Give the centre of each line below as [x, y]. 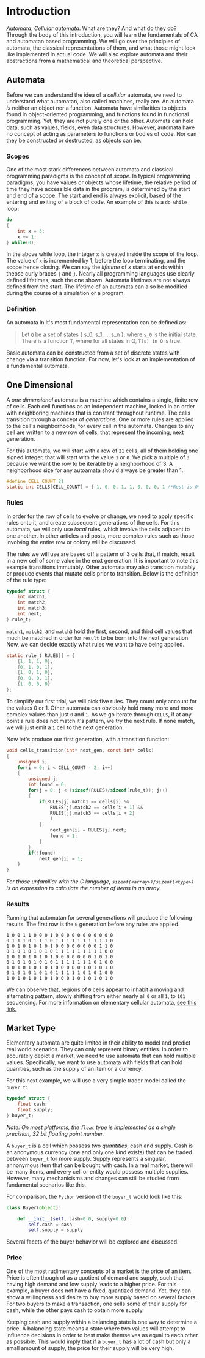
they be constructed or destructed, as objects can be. [74, 140]
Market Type [31, 1028]
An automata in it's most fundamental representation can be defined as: [97, 322]
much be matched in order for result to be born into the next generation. [98, 637]
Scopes [18, 156]
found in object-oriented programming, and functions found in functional [98, 114]
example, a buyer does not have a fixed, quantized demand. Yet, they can [99, 1291]
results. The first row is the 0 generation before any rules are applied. [93, 924]
